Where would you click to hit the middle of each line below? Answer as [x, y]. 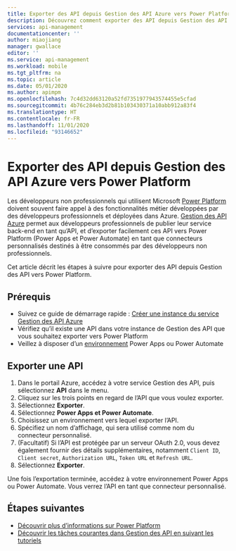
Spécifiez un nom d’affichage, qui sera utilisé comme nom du [106, 428]
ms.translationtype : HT [42, 112]
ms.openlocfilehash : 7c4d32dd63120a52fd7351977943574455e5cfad [102, 99]
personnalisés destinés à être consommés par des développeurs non [107, 246]
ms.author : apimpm [34, 92]
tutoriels [29, 540]
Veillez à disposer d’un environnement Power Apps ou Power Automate [120, 344]
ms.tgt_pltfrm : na [34, 73]
